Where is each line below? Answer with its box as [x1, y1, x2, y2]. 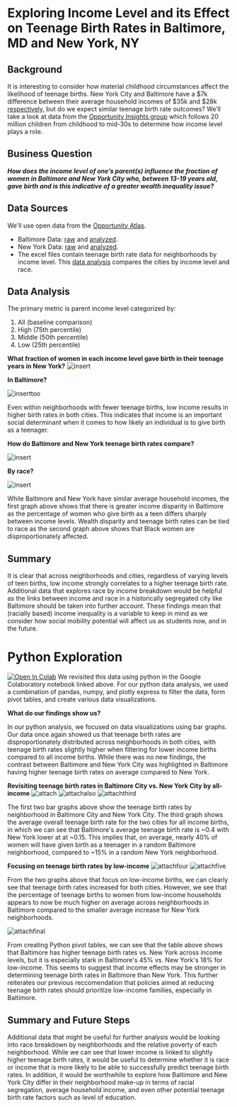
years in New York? [7, 362, 66, 370]
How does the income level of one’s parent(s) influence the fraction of [7, 167, 218, 175]
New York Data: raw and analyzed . [17, 243, 119, 251]
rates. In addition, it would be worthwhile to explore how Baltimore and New [7, 1071, 228, 1079]
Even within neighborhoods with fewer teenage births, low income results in [7, 403, 229, 412]
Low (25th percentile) [17, 340, 81, 349]
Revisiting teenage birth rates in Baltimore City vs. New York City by [7, 781, 212, 790]
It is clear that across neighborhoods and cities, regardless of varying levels [7, 572, 229, 580]
